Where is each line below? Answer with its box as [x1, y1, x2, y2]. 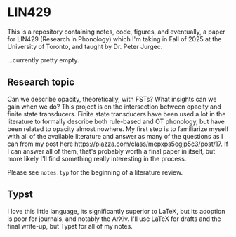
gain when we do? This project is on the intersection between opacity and [7, 102, 221, 111]
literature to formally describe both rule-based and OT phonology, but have [7, 117, 225, 126]
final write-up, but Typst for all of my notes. [7, 222, 133, 230]
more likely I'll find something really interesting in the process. [7, 154, 187, 163]
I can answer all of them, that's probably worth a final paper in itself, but [7, 147, 216, 155]
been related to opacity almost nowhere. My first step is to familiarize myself [7, 124, 229, 133]
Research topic [7, 76, 75, 88]
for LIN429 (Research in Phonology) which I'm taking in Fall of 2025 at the [7, 34, 222, 43]
